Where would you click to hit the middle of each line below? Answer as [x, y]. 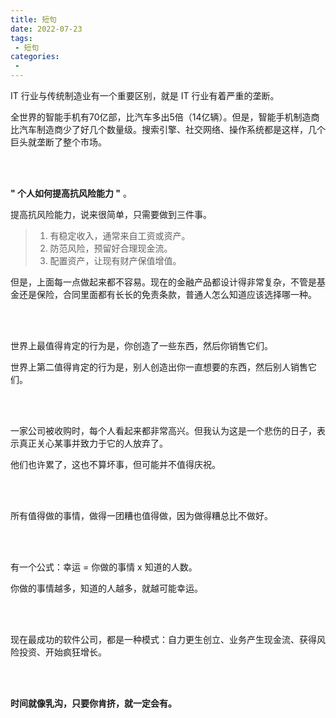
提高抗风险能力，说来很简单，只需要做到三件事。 [111, 214]
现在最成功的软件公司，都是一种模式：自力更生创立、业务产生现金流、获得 [163, 639]
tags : [21, 38]
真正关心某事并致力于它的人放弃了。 [93, 443]
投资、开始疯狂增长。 [62, 652]
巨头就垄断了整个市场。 [58, 142]
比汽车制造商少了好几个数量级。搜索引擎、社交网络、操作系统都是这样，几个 [168, 129]
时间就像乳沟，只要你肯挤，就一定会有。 [93, 703]
